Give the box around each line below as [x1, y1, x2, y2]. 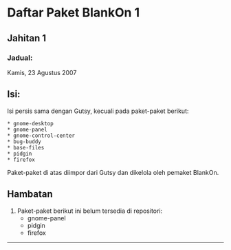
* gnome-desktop [7, 120, 54, 127]
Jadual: [7, 53, 33, 63]
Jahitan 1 [7, 32, 47, 44]
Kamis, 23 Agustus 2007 [7, 68, 77, 76]
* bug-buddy [7, 138, 41, 145]
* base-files [7, 144, 45, 151]
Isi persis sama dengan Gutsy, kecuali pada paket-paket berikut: [7, 107, 189, 115]
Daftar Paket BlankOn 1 [7, 5, 140, 21]
